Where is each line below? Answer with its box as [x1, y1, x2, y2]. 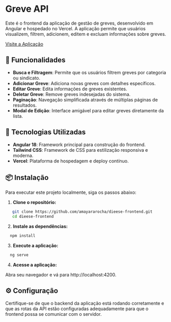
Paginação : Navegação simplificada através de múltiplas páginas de [12, 96, 158, 103]
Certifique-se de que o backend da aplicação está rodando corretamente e [5, 300, 164, 306]
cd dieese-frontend [12, 214, 54, 219]
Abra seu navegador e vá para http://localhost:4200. [5, 271, 117, 277]
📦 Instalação [5, 173, 49, 182]
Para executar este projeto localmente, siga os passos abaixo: [5, 189, 137, 195]
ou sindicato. [12, 75, 41, 81]
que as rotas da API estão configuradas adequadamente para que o [5, 306, 149, 312]
